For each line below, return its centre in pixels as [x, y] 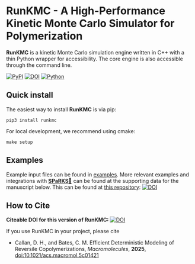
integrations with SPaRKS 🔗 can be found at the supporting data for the [92, 181]
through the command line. [39, 65]
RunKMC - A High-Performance [86, 11]
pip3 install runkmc [32, 120]
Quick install [30, 95]
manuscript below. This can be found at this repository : [73, 187]
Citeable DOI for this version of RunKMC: [57, 220]
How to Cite [28, 205]
